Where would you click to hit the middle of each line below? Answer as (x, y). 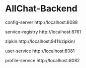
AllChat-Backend (41, 9)
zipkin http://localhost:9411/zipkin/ (40, 41)
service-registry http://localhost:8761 (43, 32)
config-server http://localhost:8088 (42, 22)
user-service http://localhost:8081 (40, 51)
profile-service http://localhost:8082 (43, 60)
